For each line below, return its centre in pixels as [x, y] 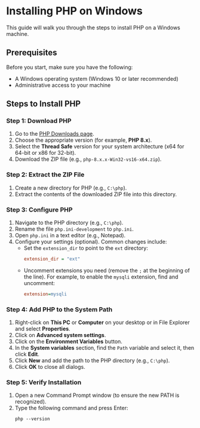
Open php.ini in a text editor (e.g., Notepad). [70, 236]
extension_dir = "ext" [52, 259]
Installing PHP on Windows [75, 11]
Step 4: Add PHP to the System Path [59, 309]
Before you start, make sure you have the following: [70, 67]
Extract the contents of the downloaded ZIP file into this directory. [96, 194]
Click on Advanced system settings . [60, 335]
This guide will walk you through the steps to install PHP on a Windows [93, 27]
